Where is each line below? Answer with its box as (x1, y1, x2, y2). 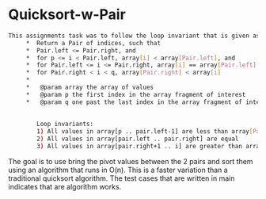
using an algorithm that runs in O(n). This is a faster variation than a (8, 165, 228, 174)
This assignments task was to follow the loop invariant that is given (8, 32, 249, 40)
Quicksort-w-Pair (8, 6, 127, 24)
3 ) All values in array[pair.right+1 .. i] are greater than (36, 143, 243, 151)
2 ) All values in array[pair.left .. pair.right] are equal (36, 135, 239, 144)
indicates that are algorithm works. (8, 182, 122, 191)
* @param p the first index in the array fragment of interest (25, 90, 246, 98)
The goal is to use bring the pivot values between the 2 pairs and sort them (8, 156, 253, 166)
